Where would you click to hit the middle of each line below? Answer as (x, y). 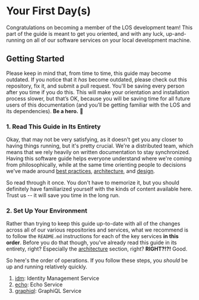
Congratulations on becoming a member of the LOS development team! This (99, 27)
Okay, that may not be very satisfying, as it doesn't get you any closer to (95, 140)
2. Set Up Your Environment (47, 211)
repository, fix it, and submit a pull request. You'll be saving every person (95, 86)
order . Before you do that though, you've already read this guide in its (91, 243)
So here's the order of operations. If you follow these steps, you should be (97, 261)
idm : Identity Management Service (57, 279)
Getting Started (35, 59)
